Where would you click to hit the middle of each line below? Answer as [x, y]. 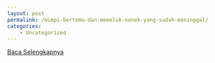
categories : [24, 26]
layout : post [26, 13]
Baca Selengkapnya [36, 52]
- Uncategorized [43, 33]
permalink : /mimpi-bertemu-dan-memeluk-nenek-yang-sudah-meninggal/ [108, 20]
